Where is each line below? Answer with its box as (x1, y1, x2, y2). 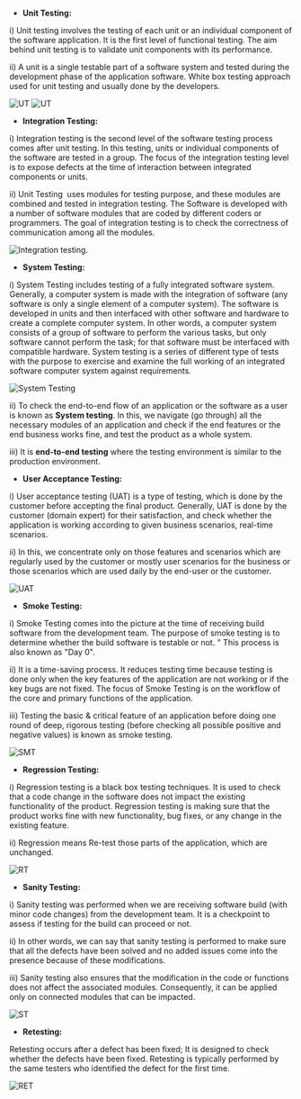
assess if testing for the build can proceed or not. (9, 918, 192, 929)
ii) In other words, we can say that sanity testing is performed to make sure (9, 936, 287, 946)
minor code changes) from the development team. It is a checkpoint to (9, 909, 270, 919)
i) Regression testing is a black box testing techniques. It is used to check (9, 782, 281, 792)
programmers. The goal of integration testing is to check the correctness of (9, 218, 289, 228)
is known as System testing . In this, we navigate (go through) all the (9, 410, 262, 420)
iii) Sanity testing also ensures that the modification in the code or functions (9, 972, 289, 983)
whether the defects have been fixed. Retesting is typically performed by (9, 1053, 279, 1064)
